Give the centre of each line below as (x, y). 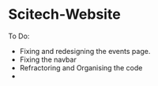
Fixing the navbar (48, 59)
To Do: (19, 36)
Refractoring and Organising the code (81, 67)
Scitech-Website (64, 14)
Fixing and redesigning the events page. (85, 51)
